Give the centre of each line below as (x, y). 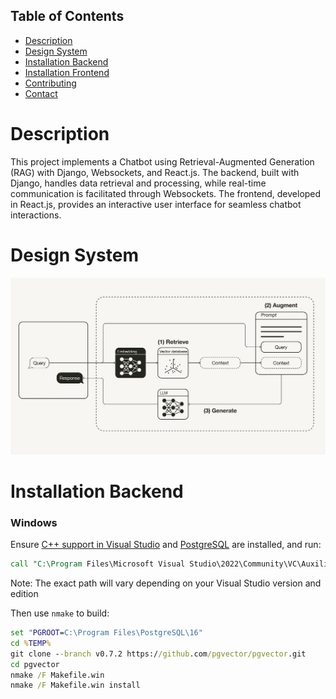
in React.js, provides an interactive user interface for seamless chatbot (156, 204)
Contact (41, 93)
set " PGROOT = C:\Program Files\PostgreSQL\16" (106, 633)
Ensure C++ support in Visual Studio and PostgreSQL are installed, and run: (166, 545)
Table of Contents (67, 16)
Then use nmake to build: (60, 613)
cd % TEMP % (31, 643)
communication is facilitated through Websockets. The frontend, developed (166, 193)
